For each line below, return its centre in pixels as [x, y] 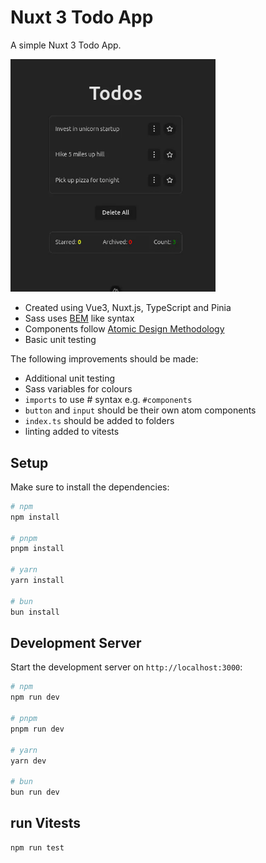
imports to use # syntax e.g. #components [108, 400]
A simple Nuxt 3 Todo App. [66, 45]
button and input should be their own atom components [140, 410]
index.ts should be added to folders [99, 421]
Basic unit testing [60, 340]
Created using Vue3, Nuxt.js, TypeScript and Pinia [128, 308]
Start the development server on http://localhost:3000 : [126, 667]
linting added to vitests [72, 432]
